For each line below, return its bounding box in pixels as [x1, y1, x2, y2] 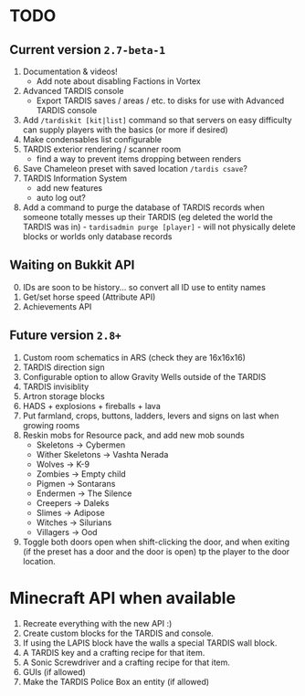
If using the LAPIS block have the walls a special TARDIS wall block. [22, 637, 278, 649]
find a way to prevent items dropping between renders [36, 153, 242, 164]
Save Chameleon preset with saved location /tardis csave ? [22, 163, 248, 174]
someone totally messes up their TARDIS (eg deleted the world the [22, 212, 274, 222]
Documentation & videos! [22, 66, 119, 77]
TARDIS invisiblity [22, 381, 89, 392]
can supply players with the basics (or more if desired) [22, 124, 228, 135]
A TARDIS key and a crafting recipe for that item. [22, 647, 205, 658]
